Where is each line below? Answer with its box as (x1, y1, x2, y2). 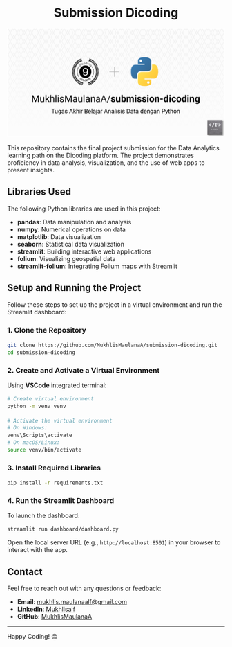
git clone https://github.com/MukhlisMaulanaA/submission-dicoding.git (7, 342, 217, 348)
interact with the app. (7, 546, 68, 554)
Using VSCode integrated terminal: (7, 381, 107, 389)
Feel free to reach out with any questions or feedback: (7, 584, 162, 593)
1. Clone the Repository (7, 325, 86, 335)
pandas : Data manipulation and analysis (17, 218, 132, 226)
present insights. (7, 166, 55, 174)
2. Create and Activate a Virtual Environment (7, 365, 160, 375)
